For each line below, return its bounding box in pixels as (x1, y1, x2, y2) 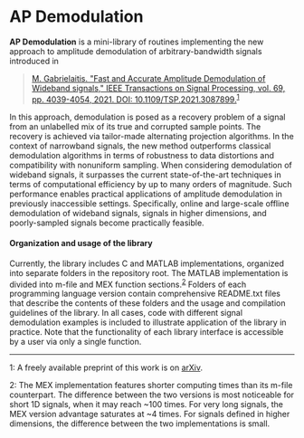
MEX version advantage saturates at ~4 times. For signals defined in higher (9, 409, 290, 420)
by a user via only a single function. (9, 337, 142, 348)
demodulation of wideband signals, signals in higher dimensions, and (9, 207, 267, 218)
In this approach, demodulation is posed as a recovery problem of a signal (9, 111, 286, 122)
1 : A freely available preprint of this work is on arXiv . (9, 362, 204, 373)
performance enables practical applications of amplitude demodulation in (9, 188, 283, 199)
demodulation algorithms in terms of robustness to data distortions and (9, 149, 274, 160)
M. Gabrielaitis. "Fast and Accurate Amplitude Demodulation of (31, 72, 266, 83)
